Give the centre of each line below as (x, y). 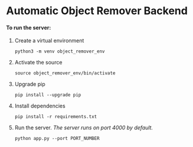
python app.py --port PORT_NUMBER (57, 139)
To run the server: (29, 27)
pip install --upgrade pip (48, 95)
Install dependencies (40, 106)
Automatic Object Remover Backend (97, 11)
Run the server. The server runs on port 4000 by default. (84, 128)
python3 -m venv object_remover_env (60, 51)
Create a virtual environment (49, 41)
